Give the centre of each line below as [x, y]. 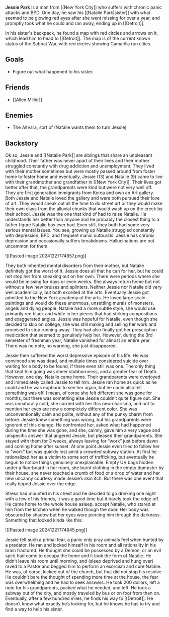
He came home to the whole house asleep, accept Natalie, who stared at [80, 504]
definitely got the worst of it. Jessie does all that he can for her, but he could [84, 271]
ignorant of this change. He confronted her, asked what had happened [78, 425]
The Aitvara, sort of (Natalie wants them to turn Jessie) [69, 127]
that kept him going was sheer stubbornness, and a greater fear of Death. [81, 372]
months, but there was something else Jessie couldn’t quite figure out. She [83, 398]
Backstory [22, 143]
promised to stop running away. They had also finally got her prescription [81, 330]
